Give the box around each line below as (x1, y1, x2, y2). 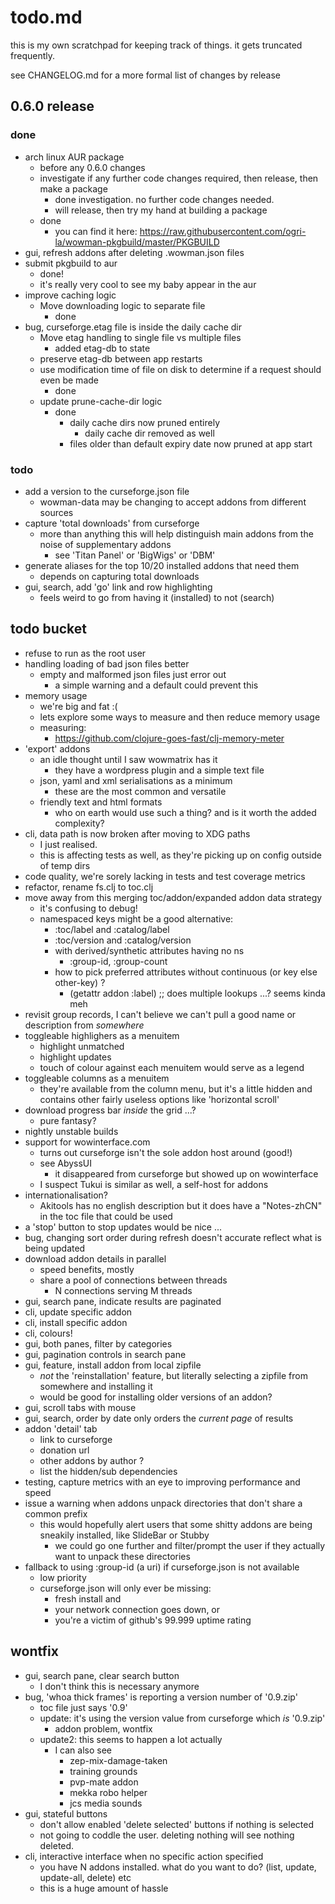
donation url (39, 1444, 90, 1456)
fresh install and (54, 1592, 122, 1605)
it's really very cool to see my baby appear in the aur (39, 278, 257, 290)
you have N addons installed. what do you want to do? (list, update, (39, 1861, 317, 1873)
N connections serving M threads (54, 1284, 193, 1296)
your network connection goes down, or (54, 1603, 221, 1615)
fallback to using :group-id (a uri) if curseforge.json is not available (24, 1561, 300, 1573)
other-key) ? (54, 976, 106, 988)
